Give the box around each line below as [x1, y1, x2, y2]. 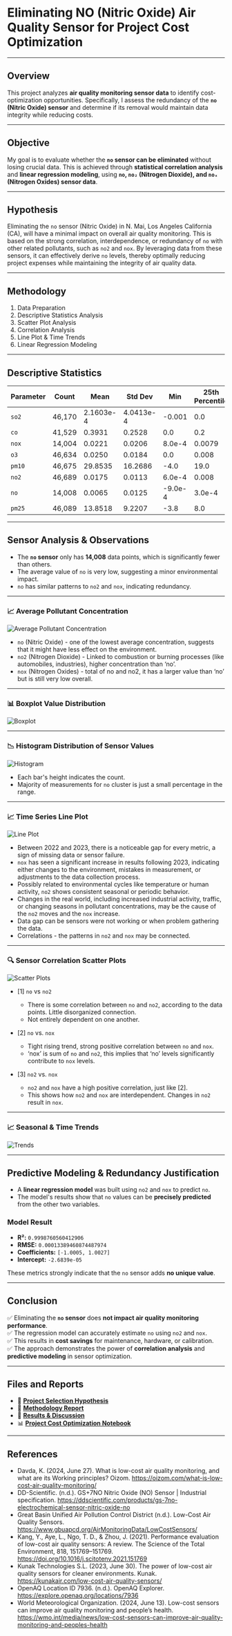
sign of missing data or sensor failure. [17, 851, 125, 859]
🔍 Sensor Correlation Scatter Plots [7, 955, 126, 965]
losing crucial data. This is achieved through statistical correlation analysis [7, 162, 223, 171]
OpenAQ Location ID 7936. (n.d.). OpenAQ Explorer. [17, 1584, 164, 1592]
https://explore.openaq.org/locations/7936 [17, 1591, 139, 1600]
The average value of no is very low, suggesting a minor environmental [17, 567, 218, 576]
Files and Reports [7, 1378, 84, 1390]
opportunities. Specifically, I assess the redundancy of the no [43, 95, 217, 104]
